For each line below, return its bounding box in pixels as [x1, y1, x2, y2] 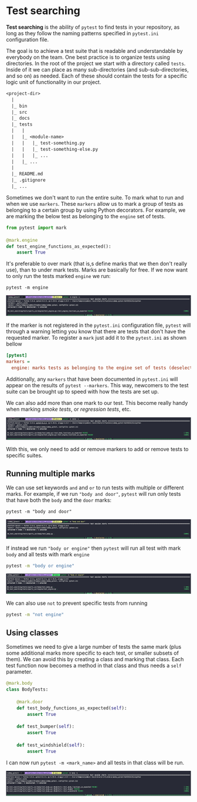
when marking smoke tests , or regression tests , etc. [6, 405, 131, 412]
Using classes [6, 628, 59, 638]
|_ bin [11, 103, 28, 109]
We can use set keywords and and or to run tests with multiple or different [6, 484, 184, 491]
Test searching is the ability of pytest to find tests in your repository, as [6, 23, 180, 31]
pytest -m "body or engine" [6, 563, 75, 568]
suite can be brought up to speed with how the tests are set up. [6, 388, 159, 395]
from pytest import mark [6, 225, 67, 231]
